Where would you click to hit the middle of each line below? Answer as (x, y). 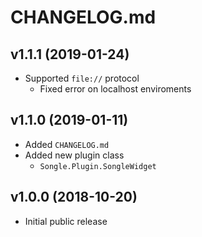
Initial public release (66, 221)
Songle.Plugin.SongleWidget (98, 166)
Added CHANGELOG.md (67, 144)
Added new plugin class (74, 155)
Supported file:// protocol (82, 78)
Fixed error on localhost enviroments (115, 89)
